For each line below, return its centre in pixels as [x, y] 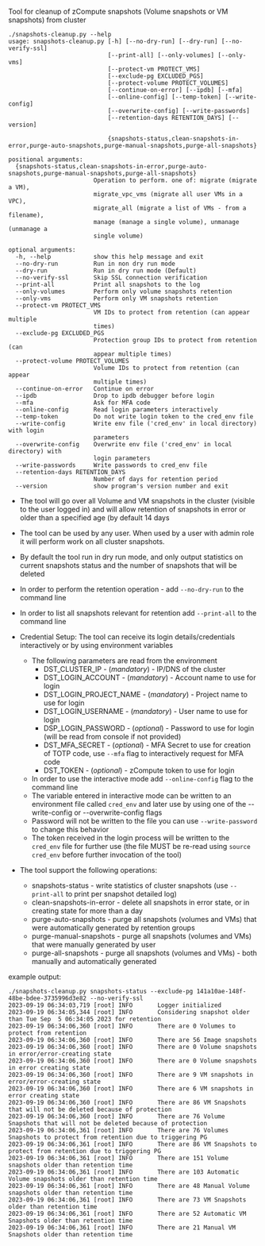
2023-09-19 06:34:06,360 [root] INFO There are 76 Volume [117, 1117]
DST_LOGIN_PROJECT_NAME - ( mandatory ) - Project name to [146, 694]
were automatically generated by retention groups [113, 928]
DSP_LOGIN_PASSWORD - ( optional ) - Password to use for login [149, 728]
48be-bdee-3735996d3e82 [48, 998]
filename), [26, 215]
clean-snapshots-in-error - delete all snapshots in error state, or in [140, 902]
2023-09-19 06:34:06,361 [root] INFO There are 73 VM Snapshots [127, 1200]
